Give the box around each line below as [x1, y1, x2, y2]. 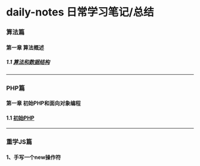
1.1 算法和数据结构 [6, 59, 50, 66]
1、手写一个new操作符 [6, 154, 61, 161]
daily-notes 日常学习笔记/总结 [6, 5, 154, 19]
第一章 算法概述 [6, 44, 45, 51]
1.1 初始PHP [6, 114, 35, 122]
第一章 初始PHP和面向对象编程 [6, 100, 81, 107]
